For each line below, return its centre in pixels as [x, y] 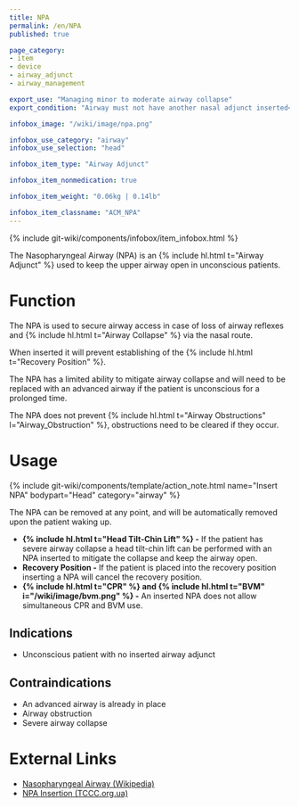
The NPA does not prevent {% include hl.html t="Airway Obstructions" [137, 415]
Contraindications [61, 683]
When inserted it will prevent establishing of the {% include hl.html [131, 352]
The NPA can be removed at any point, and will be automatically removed [144, 512]
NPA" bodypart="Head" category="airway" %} [95, 495]
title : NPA [29, 17]
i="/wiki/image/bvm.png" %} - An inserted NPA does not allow [139, 596]
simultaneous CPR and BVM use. [82, 605]
